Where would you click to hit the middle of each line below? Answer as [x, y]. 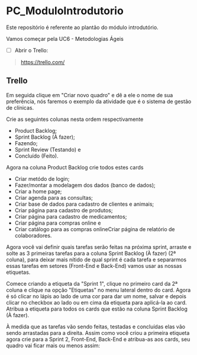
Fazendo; [26, 143]
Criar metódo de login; [42, 178]
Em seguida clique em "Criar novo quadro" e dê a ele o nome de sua [90, 95]
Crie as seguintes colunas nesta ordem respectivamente [75, 119]
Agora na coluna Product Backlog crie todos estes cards [75, 167]
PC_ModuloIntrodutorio [65, 11]
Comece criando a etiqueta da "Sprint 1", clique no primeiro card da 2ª [92, 283]
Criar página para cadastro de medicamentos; [71, 216]
